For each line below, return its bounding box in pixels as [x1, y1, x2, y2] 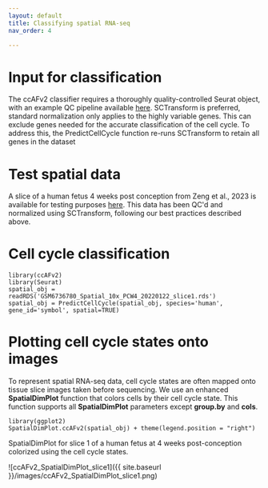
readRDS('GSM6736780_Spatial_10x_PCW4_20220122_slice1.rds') [8, 293, 217, 301]
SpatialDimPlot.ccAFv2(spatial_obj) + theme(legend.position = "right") [8, 425, 256, 433]
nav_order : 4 [8, 26, 52, 34]
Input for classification [8, 68, 162, 86]
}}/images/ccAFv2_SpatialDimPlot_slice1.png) [8, 471, 158, 481]
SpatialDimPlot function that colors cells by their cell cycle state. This [8, 394, 238, 403]
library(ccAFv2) [8, 271, 62, 280]
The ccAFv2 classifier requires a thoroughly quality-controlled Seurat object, [8, 94, 261, 104]
